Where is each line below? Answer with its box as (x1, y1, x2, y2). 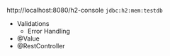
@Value (16, 34, 40, 43)
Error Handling (27, 27, 70, 35)
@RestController (16, 42, 65, 50)
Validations (16, 20, 50, 27)
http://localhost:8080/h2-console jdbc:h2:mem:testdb (6, 6, 164, 14)
